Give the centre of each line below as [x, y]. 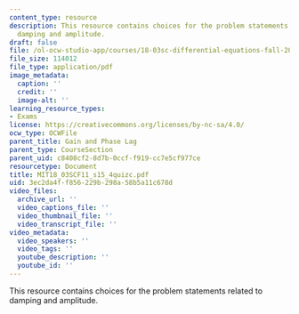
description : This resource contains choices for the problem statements [149, 26]
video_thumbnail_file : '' [65, 216]
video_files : [33, 191]
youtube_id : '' [45, 266]
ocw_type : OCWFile [43, 133]
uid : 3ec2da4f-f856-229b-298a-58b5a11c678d [91, 183]
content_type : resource [53, 17]
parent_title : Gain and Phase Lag [73, 141]
